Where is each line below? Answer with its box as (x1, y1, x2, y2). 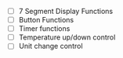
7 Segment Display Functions (18, 7, 114, 15)
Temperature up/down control (18, 32, 116, 42)
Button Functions (18, 15, 74, 25)
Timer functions (18, 24, 71, 33)
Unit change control (18, 42, 83, 51)
